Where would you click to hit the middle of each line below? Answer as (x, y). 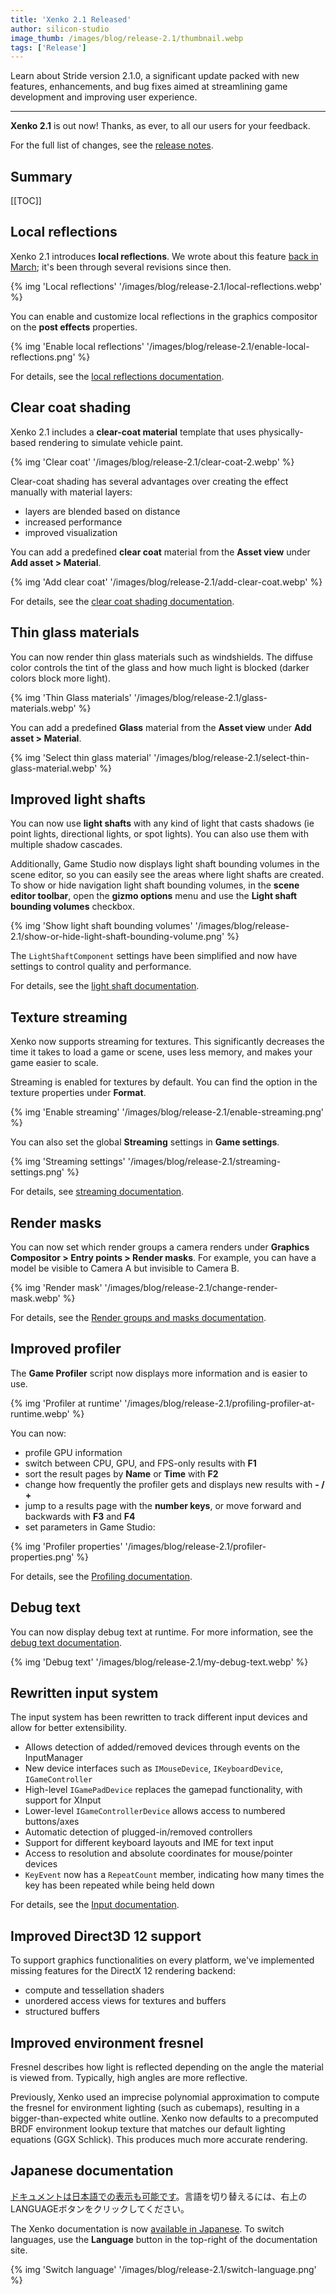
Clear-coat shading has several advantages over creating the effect (149, 481)
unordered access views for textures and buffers (125, 2001)
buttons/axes (52, 1822)
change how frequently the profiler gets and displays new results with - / (174, 1484)
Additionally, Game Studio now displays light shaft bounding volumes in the (165, 864)
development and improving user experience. (104, 97)
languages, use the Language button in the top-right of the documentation (164, 2239)
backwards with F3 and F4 (80, 1516)
